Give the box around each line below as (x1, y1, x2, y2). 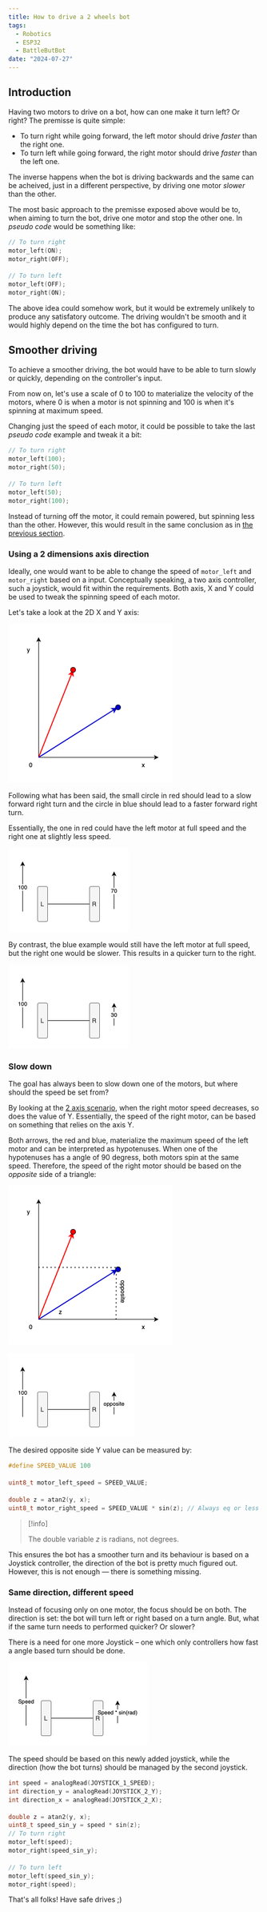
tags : (8, 21, 26, 30)
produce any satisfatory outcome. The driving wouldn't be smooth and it (8, 311, 247, 321)
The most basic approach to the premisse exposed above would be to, (8, 204, 241, 214)
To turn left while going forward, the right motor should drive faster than (19, 148, 257, 158)
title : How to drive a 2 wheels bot (8, 13, 130, 21)
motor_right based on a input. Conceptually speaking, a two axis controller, (8, 575, 257, 584)
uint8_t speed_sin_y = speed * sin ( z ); (8, 1822, 141, 1830)
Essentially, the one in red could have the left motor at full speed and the (8, 823, 247, 833)
